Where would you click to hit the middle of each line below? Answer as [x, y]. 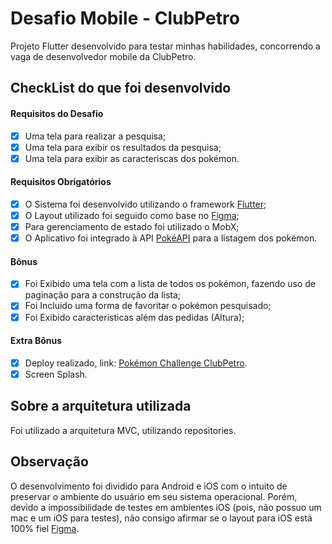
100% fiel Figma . [45, 528]
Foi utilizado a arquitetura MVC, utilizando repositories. [123, 430]
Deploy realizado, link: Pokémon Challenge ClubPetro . [136, 363]
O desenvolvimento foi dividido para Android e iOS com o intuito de [149, 486]
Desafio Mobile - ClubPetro [125, 18]
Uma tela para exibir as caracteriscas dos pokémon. [132, 158]
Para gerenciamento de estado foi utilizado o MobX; [132, 227]
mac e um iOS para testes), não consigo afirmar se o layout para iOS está [161, 518]
